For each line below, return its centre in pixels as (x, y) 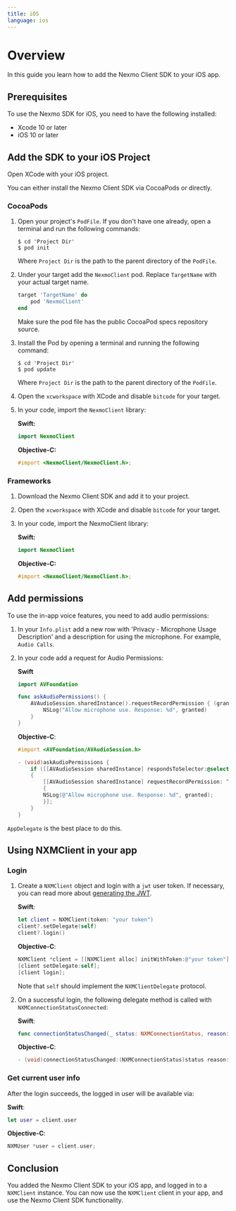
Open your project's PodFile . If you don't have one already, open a (114, 221)
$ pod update (37, 369)
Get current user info (44, 1078)
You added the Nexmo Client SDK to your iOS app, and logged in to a (107, 1186)
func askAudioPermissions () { (62, 697)
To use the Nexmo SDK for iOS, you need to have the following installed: (112, 114)
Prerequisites (37, 97)
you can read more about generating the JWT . (85, 893)
